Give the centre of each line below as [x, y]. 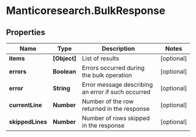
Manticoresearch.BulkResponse [86, 11]
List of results [101, 58]
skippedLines [28, 122]
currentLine [26, 105]
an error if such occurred [116, 92]
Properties [26, 32]
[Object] [65, 58]
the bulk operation [107, 75]
